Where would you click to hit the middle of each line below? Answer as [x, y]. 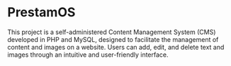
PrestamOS [41, 12]
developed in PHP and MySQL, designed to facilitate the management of [113, 39]
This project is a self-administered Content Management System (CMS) [112, 32]
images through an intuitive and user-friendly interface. [88, 55]
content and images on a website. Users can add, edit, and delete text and [116, 47]
